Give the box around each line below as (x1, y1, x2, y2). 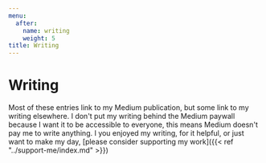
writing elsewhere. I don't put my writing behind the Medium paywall (8, 112, 235, 121)
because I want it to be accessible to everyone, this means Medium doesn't (8, 120, 259, 129)
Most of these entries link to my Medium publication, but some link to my (8, 103, 249, 112)
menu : (8, 11, 27, 20)
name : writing (23, 26, 70, 35)
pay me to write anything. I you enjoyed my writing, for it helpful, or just (8, 128, 244, 138)
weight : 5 (23, 34, 56, 43)
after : (15, 19, 38, 27)
